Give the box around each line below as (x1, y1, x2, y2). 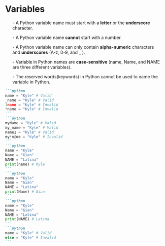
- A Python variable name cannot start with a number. (12, 35, 122, 40)
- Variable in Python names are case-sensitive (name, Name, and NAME (12, 59, 160, 65)
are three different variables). (12, 64, 72, 70)
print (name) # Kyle (5, 162, 45, 167)
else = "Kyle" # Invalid (5, 235, 56, 240)
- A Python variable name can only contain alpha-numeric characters (12, 44, 154, 50)
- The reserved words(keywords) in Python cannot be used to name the (12, 73, 158, 79)
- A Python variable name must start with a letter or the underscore (12, 20, 150, 26)
